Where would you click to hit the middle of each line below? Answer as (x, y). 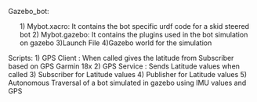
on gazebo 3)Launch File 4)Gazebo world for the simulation (116, 43)
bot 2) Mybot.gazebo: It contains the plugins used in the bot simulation (134, 35)
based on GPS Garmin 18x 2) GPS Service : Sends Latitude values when (124, 66)
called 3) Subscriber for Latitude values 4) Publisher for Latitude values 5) (128, 74)
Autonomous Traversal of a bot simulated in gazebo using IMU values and (127, 83)
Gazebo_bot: (29, 11)
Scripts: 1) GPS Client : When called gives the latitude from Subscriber (121, 58)
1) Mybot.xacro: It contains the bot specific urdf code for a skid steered (134, 26)
